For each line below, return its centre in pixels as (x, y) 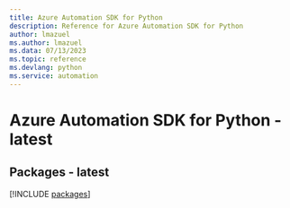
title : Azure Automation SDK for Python (86, 17)
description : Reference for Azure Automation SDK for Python (127, 26)
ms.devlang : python (46, 68)
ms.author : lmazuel (46, 43)
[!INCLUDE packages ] (50, 194)
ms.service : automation (54, 76)
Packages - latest (59, 173)
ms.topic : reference (48, 59)
